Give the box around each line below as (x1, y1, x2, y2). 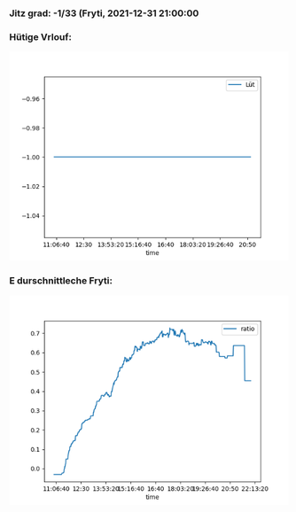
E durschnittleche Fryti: (9, 275, 113, 287)
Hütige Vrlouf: (9, 30, 73, 43)
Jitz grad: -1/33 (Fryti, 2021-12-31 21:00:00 (9, 7, 199, 19)
